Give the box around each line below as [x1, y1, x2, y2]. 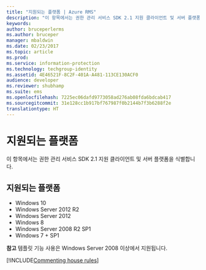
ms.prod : [6, 54, 29, 61]
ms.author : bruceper [6, 32, 59, 38]
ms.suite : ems [6, 89, 43, 95]
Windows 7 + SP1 [15, 232, 59, 239]
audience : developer [6, 77, 59, 83]
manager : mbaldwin [6, 37, 53, 43]
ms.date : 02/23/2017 [6, 43, 59, 50]
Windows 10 [15, 200, 47, 207]
